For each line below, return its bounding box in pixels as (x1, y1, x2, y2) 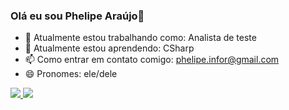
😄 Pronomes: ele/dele (24, 68, 118, 80)
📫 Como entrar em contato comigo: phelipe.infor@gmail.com (24, 54, 280, 66)
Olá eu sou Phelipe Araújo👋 (10, 9, 145, 23)
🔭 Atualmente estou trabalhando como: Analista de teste (24, 32, 257, 44)
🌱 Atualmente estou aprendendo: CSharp (24, 42, 195, 54)
